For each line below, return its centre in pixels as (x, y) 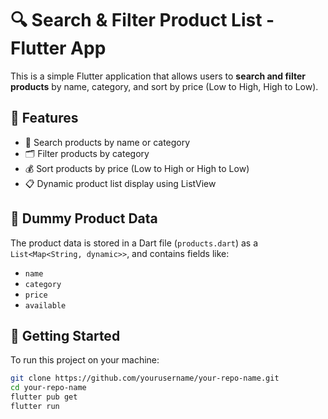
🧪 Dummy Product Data (84, 218)
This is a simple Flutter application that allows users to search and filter (158, 76)
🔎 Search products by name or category (107, 142)
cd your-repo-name (48, 388)
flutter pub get (44, 397)
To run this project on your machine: (85, 360)
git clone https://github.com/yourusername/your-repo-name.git (145, 378)
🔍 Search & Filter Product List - (142, 20)
